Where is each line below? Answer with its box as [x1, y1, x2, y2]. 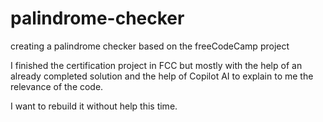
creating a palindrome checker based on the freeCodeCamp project [10, 40, 290, 52]
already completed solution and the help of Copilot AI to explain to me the [10, 70, 314, 82]
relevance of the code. [10, 80, 104, 92]
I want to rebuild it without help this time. [10, 100, 178, 112]
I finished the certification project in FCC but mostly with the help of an [10, 59, 303, 71]
